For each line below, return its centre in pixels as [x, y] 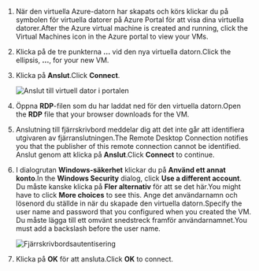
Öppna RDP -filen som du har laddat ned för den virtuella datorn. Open [128, 106]
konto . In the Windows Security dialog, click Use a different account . [129, 178]
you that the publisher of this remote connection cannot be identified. [128, 146]
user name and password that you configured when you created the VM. [133, 212]
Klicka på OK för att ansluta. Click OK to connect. [94, 259]
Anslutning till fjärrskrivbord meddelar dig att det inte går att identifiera [130, 130]
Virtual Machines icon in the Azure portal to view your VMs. [112, 36]
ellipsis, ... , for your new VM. [62, 60]
